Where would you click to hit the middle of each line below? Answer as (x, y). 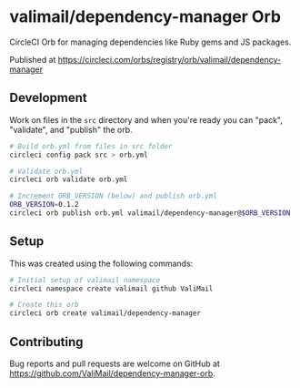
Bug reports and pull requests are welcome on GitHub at (115, 363)
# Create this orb (44, 305)
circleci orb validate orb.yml (69, 179)
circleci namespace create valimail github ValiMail (111, 289)
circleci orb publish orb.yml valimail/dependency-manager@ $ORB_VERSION (150, 213)
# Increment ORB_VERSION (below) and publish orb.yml (114, 196)
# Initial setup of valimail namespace (85, 280)
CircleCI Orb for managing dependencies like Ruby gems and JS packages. (150, 42)
